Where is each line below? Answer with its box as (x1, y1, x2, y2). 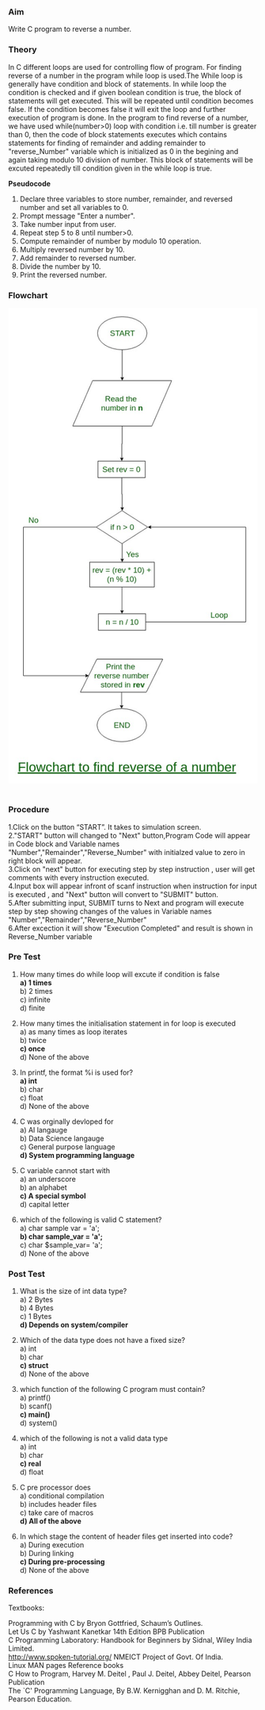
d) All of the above (19, 1516, 81, 1526)
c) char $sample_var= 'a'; (19, 1240, 103, 1249)
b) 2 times (19, 986, 53, 995)
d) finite (19, 1003, 46, 1013)
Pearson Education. (8, 1694, 73, 1704)
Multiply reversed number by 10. (19, 244, 125, 254)
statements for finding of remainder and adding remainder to (8, 138, 206, 148)
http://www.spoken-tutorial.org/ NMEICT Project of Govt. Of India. (8, 1652, 224, 1662)
